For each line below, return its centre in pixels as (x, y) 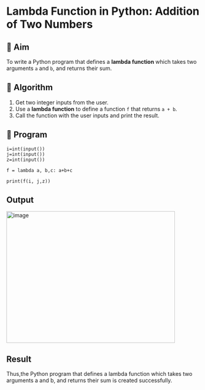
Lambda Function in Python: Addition (103, 11)
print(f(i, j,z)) (29, 181)
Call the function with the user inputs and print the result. (87, 115)
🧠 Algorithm (30, 88)
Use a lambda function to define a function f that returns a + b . (96, 109)
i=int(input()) (26, 149)
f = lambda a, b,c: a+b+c (39, 170)
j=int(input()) (26, 154)
